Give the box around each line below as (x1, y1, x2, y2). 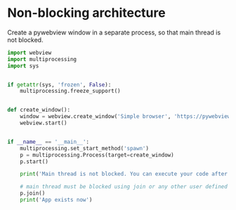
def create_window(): (7, 107, 71, 114)
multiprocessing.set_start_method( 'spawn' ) (20, 145, 150, 152)
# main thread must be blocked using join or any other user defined (20, 183, 228, 190)
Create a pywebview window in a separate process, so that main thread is (7, 28, 221, 37)
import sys (7, 62, 39, 70)
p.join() (20, 190, 46, 197)
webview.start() (20, 119, 68, 127)
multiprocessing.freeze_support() (20, 88, 121, 95)
